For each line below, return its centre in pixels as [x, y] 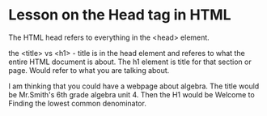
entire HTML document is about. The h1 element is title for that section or [130, 62]
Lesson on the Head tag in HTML [120, 15]
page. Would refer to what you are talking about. [89, 70]
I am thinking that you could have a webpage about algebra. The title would [134, 86]
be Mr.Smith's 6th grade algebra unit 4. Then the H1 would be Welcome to [131, 94]
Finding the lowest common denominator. [78, 103]
